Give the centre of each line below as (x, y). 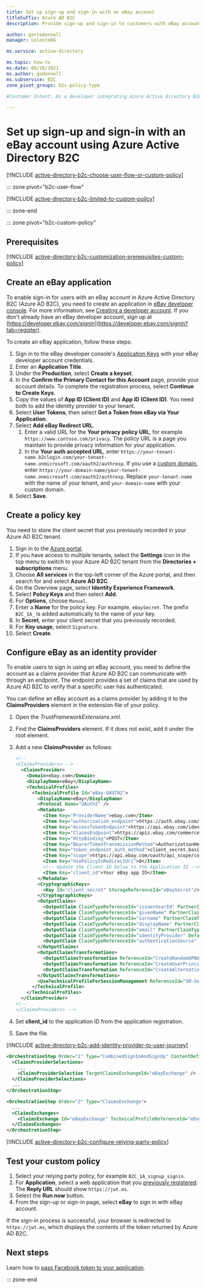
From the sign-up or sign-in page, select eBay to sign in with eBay (99, 1202)
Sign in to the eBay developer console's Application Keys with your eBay (107, 353)
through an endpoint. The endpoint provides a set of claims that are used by (102, 680)
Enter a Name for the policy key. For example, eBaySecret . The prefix (102, 607)
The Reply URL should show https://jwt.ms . (72, 1189)
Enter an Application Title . (49, 366)
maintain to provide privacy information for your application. (100, 445)
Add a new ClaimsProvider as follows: (64, 747)
